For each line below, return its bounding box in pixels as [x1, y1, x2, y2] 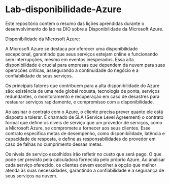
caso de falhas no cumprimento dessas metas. [5, 141, 103, 147]
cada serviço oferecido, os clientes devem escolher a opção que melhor [5, 162, 156, 168]
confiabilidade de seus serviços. [5, 72, 73, 78]
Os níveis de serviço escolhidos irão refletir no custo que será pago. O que [5, 151, 162, 157]
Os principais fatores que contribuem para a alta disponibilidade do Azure [5, 83, 160, 89]
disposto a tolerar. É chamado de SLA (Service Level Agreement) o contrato [5, 114, 164, 120]
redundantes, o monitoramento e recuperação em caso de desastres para [5, 93, 160, 99]
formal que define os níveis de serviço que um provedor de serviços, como [5, 119, 162, 125]
